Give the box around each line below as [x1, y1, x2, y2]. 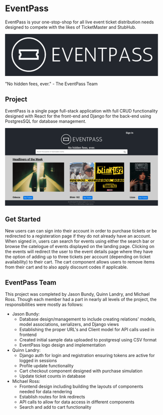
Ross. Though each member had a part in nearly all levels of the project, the [5, 297, 157, 302]
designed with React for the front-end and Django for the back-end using [5, 113, 151, 119]
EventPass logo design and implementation [19, 342, 106, 348]
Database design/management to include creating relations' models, [19, 316, 156, 322]
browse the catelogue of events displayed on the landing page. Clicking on [5, 244, 155, 249]
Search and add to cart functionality [19, 404, 92, 410]
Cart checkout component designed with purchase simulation [19, 368, 143, 374]
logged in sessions [19, 358, 57, 363]
